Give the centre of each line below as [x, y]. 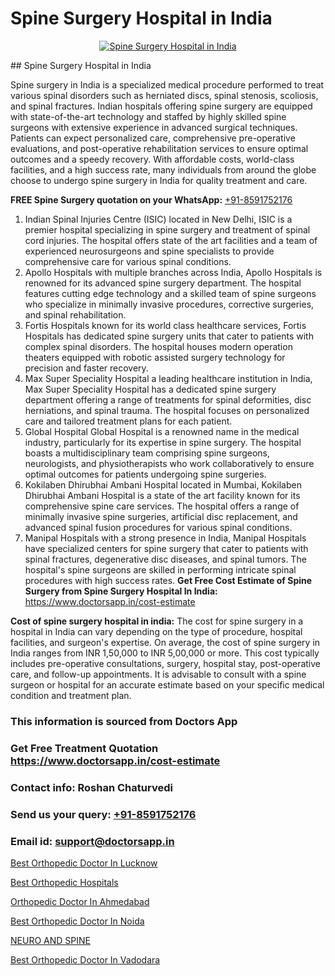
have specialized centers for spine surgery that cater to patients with [166, 548]
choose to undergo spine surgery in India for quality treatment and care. [159, 180]
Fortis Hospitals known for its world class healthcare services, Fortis [165, 325]
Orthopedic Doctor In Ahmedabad [80, 901]
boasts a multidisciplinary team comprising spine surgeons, [147, 453]
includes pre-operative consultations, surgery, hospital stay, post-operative [166, 663]
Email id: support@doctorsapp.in [92, 841]
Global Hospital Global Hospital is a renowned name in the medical [162, 431]
